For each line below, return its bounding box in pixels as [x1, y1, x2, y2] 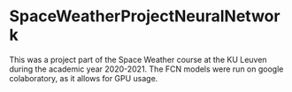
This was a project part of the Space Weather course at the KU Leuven [9, 54, 267, 65]
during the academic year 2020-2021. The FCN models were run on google [9, 64, 284, 74]
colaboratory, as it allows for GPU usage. [9, 73, 158, 83]
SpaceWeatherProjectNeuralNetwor [9, 6, 280, 27]
